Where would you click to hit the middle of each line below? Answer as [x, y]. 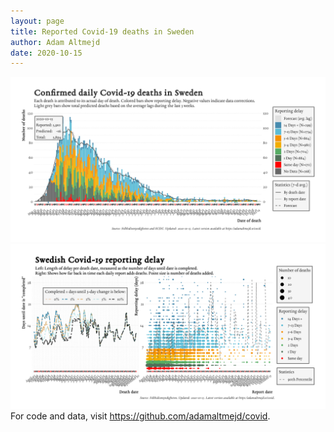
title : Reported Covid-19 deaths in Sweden [102, 31]
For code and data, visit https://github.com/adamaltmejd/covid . [140, 416]
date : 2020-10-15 [46, 53]
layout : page [37, 21]
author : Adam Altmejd [55, 42]
